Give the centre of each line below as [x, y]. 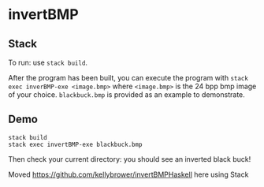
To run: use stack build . [48, 62]
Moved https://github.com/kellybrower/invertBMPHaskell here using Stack [128, 174]
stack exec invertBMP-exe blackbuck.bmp [76, 144]
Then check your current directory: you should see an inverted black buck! [130, 159]
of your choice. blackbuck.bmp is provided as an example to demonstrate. [127, 95]
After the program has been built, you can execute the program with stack [128, 78]
